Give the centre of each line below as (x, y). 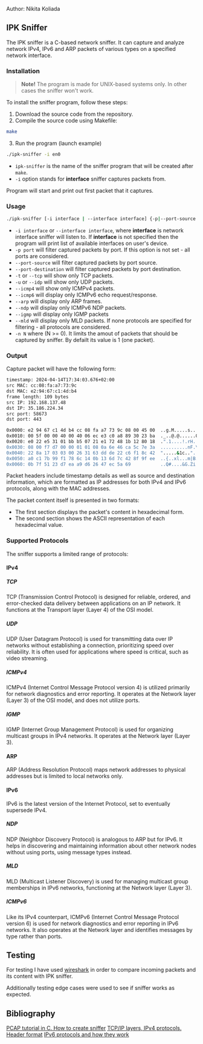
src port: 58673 (27, 414)
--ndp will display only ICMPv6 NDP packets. (71, 308)
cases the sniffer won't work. (57, 91)
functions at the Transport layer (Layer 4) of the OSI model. (80, 610)
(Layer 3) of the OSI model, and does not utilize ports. (73, 700)
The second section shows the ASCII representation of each (90, 518)
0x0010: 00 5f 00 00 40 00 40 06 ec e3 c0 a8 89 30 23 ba (81, 436)
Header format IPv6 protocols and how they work (68, 1035)
